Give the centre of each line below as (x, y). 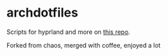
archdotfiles (42, 13)
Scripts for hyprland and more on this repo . (68, 32)
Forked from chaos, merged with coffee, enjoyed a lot (84, 45)
